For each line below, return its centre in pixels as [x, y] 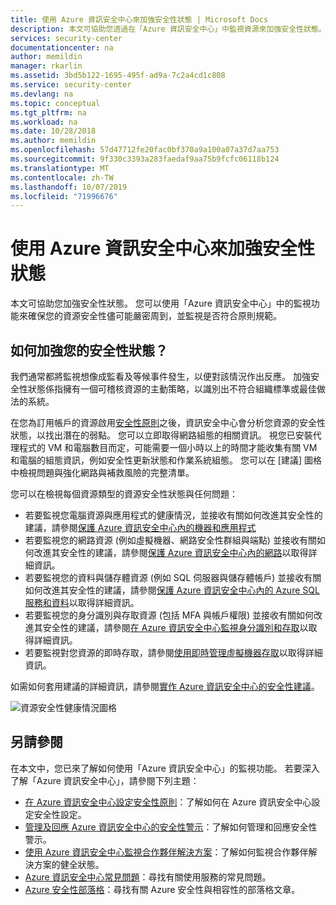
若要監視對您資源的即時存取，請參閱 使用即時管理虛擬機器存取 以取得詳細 [173, 652]
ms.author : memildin [53, 141]
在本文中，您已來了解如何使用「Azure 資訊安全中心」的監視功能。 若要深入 [165, 768]
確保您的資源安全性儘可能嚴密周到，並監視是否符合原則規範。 [154, 316]
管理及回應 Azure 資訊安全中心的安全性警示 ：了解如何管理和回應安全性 [171, 827]
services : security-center [66, 38]
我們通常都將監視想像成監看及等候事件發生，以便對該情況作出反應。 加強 [160, 376]
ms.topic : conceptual [55, 103]
